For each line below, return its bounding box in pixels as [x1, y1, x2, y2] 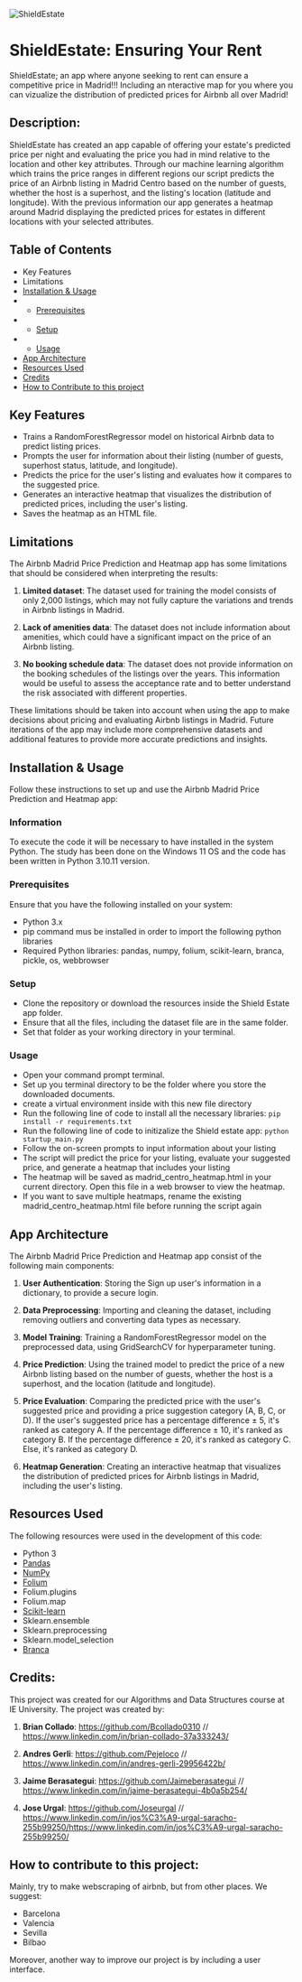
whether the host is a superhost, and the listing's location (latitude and [9, 187, 271, 198]
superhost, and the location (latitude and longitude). [22, 1378, 216, 1389]
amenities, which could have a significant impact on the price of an [22, 632, 272, 643]
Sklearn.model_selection [22, 1634, 114, 1645]
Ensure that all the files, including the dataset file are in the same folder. [22, 1017, 288, 1028]
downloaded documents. [22, 1089, 115, 1100]
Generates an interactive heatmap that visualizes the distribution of [22, 489, 272, 500]
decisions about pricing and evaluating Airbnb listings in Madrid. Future [9, 714, 275, 726]
